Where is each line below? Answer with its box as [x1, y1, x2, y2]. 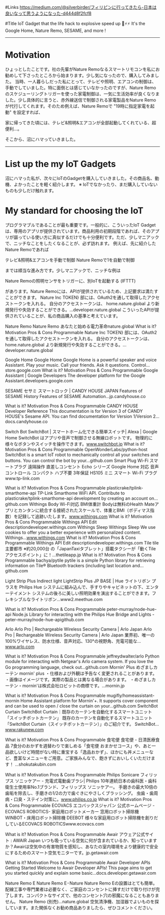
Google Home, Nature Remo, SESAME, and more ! [5, 28, 107, 33]
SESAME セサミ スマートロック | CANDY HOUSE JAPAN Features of [5, 388, 143, 394]
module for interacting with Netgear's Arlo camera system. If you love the [5, 658, 154, 664]
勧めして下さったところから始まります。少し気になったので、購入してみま [5, 72, 155, 78]
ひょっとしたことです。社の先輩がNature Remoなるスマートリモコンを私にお [5, 66, 160, 72]
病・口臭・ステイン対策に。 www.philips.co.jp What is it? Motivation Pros [5, 796, 152, 802]
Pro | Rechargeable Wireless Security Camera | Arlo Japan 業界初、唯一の [5, 632, 155, 638]
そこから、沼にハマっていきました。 [5, 136, 79, 142]
